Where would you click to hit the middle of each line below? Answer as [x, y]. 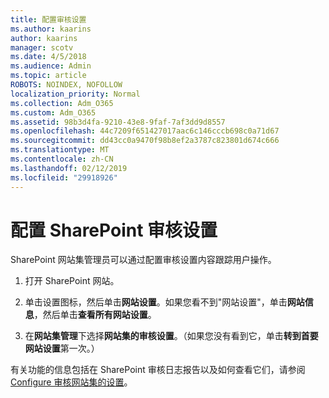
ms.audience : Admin [51, 66]
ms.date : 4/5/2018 [48, 57]
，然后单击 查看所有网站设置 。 [95, 315]
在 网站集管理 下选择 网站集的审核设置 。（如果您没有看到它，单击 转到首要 [171, 336]
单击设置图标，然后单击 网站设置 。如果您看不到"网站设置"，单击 [156, 302]
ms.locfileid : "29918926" [64, 177]
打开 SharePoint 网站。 [72, 281]
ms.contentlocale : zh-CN [62, 159]
